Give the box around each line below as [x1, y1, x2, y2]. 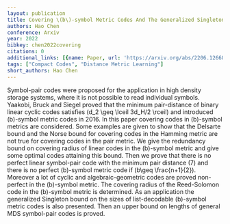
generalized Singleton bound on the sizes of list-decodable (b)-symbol [7, 195, 207, 203]
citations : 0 [7, 48, 44, 55]
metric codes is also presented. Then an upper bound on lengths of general [7, 202, 220, 210]
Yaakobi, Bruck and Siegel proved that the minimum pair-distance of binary [7, 100, 219, 109]
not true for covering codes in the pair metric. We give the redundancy [7, 137, 206, 145]
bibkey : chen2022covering [7, 42, 81, 48]
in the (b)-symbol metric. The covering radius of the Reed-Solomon [29, 180, 220, 188]
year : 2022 [7, 36, 38, 42]
